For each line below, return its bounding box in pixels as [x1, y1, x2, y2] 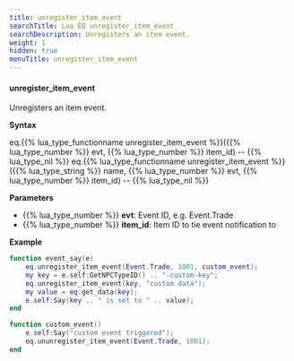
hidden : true [9, 47, 58, 56]
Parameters [9, 193, 54, 203]
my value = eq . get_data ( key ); [25, 288, 139, 297]
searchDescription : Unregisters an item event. [9, 30, 191, 39]
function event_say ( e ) [9, 254, 94, 263]
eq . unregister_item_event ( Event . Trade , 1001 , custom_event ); [25, 262, 258, 271]
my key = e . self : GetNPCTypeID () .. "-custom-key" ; [25, 271, 219, 279]
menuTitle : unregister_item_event [9, 55, 139, 64]
